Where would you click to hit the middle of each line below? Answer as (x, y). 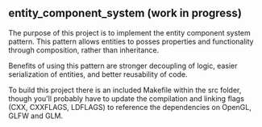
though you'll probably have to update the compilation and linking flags (126, 98)
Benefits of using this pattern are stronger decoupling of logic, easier (123, 66)
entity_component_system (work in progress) (125, 13)
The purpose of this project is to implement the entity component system (130, 32)
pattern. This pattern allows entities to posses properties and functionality (131, 41)
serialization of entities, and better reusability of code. (98, 74)
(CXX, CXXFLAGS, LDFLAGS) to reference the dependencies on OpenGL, (130, 107)
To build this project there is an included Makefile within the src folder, (125, 90)
